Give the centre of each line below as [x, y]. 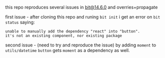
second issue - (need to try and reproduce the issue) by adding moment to [81, 45]
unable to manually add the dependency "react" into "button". [73, 31]
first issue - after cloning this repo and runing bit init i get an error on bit [83, 17]
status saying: [20, 22]
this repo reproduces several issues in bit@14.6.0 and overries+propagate [81, 7]
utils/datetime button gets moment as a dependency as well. [68, 50]
